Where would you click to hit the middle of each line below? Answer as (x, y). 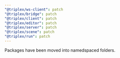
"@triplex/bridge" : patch (30, 14)
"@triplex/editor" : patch (30, 23)
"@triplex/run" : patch (27, 37)
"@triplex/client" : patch (30, 18)
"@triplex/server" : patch (30, 28)
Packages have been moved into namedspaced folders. (60, 50)
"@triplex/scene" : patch (30, 32)
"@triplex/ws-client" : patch (34, 9)
